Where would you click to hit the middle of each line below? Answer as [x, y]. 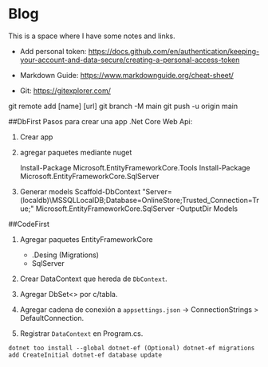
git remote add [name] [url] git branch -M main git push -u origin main [123, 106]
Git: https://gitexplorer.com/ [65, 90]
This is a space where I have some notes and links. [92, 36]
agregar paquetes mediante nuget [76, 152]
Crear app [36, 137]
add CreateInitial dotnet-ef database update [85, 355]
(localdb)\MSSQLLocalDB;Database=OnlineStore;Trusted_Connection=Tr [139, 200]
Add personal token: [53, 51]
